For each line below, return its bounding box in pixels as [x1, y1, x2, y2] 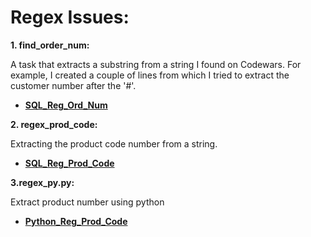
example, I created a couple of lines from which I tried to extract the [10, 69, 290, 81]
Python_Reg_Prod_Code [24, 215, 128, 227]
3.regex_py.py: [10, 176, 75, 188]
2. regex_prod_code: [10, 118, 98, 130]
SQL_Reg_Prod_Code [24, 157, 115, 169]
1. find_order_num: [10, 39, 90, 51]
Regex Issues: [10, 6, 130, 29]
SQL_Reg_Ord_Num [24, 99, 108, 111]
